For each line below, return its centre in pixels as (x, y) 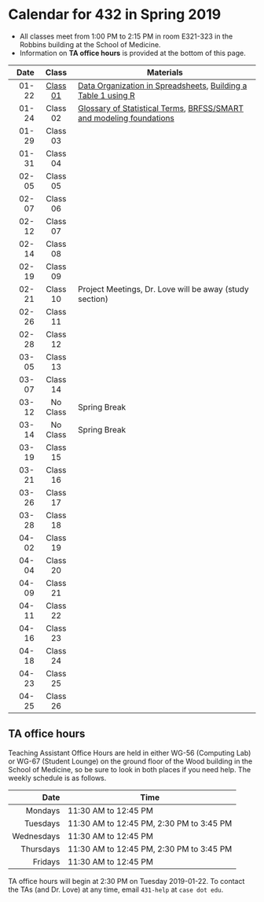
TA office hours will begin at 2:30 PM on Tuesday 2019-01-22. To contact (126, 881)
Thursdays (40, 849)
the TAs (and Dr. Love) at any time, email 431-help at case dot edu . (116, 889)
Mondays (43, 810)
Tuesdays (42, 823)
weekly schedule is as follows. (57, 778)
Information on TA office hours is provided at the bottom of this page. (132, 53)
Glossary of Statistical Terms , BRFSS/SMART (161, 108)
